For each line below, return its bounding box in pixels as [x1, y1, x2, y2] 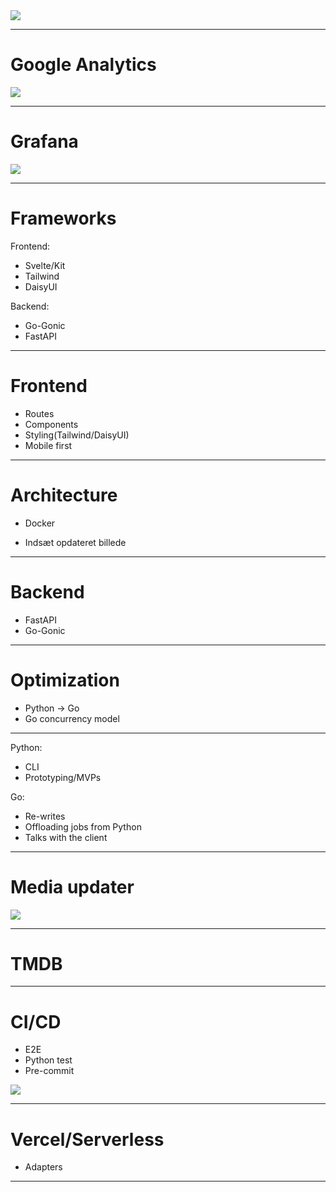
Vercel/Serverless [10, 1128, 165, 1151]
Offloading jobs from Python [24, 820, 142, 833]
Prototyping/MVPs [24, 771, 102, 783]
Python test [24, 1054, 73, 1066]
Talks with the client [24, 831, 108, 843]
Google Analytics [10, 54, 157, 76]
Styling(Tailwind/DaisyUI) [24, 429, 130, 441]
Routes [24, 407, 55, 419]
